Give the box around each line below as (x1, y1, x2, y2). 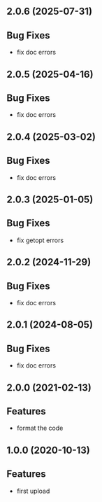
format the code (16, 424, 64, 433)
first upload (16, 487, 50, 495)
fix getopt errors (16, 236, 64, 244)
